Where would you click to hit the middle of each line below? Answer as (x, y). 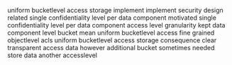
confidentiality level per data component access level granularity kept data (116, 25)
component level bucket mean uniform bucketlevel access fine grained (111, 32)
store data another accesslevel (53, 55)
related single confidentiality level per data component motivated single (112, 18)
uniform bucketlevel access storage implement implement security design (115, 10)
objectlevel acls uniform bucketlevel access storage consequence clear (112, 40)
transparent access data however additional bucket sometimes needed (111, 48)
